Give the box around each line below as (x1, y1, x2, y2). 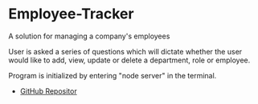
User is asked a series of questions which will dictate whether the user (8, 46, 243, 56)
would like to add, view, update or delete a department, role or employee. (8, 55, 251, 65)
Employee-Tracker (8, 5, 134, 23)
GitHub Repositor (19, 86, 78, 96)
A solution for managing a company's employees (8, 31, 170, 41)
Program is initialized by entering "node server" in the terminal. (8, 70, 217, 80)
